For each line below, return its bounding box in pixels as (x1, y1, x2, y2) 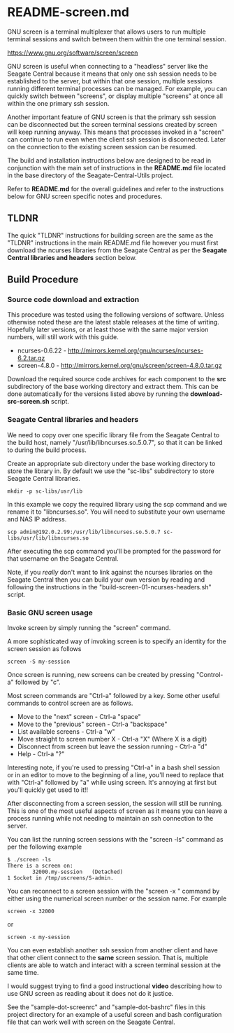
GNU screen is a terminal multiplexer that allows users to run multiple (7, 27, 206, 36)
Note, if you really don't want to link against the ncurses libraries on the (7, 568, 213, 576)
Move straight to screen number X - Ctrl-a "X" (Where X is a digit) (17, 735, 207, 744)
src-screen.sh (7, 397, 50, 406)
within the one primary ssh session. (7, 99, 110, 107)
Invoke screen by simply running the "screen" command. (7, 624, 171, 632)
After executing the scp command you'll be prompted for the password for (7, 547, 221, 555)
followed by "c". (15, 678, 61, 687)
